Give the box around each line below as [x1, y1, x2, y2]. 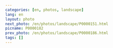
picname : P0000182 [5, 26, 43, 31]
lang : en [5, 12, 23, 17]
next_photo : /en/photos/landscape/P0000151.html [5, 21, 108, 26]
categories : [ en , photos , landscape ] [5, 7, 84, 12]
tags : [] [5, 35, 23, 40]
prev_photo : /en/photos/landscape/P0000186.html [5, 30, 108, 35]
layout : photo [5, 16, 35, 21]
